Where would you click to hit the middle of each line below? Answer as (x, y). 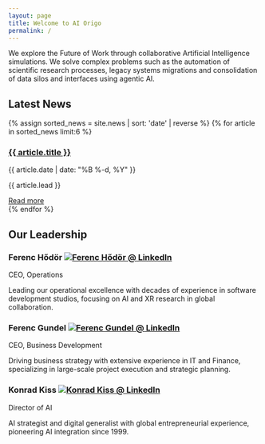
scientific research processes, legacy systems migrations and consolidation (133, 70)
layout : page (30, 16)
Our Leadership (48, 234)
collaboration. (31, 307)
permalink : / (30, 30)
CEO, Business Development (55, 346)
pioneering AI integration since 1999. (69, 431)
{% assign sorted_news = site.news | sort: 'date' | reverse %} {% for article (132, 123)
